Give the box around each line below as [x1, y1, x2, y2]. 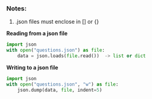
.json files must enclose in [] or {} [15, 18, 100, 26]
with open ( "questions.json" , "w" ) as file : [6, 81, 119, 87]
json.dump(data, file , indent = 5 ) [17, 87, 103, 93]
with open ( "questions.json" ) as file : [6, 47, 105, 53]
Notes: [6, 4, 27, 13]
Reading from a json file [6, 30, 68, 37]
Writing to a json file [6, 64, 59, 71]
